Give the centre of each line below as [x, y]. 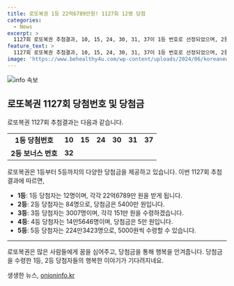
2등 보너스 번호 [34, 153]
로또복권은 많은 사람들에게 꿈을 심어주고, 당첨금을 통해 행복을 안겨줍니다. [106, 251]
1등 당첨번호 [34, 140]
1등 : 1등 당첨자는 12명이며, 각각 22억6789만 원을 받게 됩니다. [100, 195]
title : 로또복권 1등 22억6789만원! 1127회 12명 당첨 [77, 14]
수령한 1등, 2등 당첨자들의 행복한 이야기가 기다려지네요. [89, 260]
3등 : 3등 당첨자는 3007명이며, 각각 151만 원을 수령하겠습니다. [101, 213]
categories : [24, 20]
